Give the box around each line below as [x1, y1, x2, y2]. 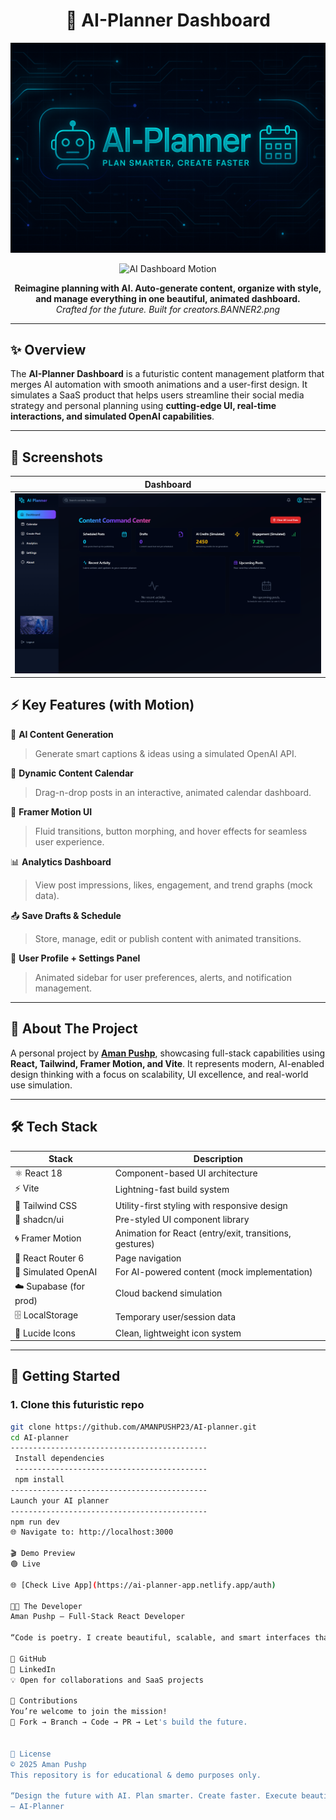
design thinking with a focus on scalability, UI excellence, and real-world [10, 1068, 309, 1080]
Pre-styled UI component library [114, 1214, 250, 1225]
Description [193, 1153, 243, 1164]
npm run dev [10, 1517, 60, 1527]
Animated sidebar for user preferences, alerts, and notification [34, 971, 292, 983]
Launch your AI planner [10, 1495, 110, 1506]
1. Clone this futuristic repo [10, 1398, 145, 1412]
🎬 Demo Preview [10, 1549, 75, 1559]
